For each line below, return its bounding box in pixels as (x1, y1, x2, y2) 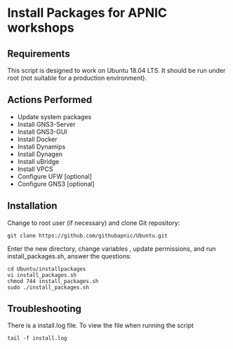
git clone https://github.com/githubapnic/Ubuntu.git (7, 232, 168, 239)
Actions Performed (7, 94, 93, 106)
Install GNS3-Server (17, 120, 76, 128)
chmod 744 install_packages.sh (7, 278, 99, 285)
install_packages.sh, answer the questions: (7, 252, 132, 260)
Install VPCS (17, 165, 54, 173)
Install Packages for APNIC (7, 5, 167, 21)
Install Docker (17, 135, 58, 143)
